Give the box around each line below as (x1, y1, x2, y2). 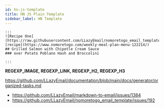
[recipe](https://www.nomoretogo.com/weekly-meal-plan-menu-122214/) (5, 43, 150, 47)
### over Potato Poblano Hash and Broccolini (5, 51, 99, 56)
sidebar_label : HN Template (5, 16, 62, 21)
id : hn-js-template (5, 7, 45, 12)
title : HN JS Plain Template (5, 12, 64, 17)
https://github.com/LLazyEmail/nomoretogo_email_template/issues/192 (12, 97, 155, 103)
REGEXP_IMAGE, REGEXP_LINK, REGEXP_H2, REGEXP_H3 (5, 68, 125, 74)
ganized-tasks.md (5, 83, 41, 88)
